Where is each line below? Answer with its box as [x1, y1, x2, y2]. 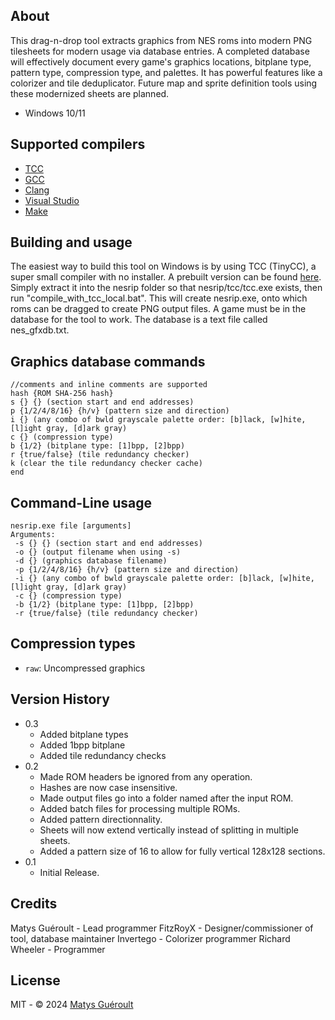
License [10, 972, 61, 989]
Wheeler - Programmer [10, 943, 106, 955]
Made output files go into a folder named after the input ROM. [39, 792, 294, 804]
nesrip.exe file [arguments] [10, 521, 132, 531]
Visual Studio [24, 194, 80, 206]
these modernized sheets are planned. [10, 87, 170, 99]
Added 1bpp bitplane [39, 739, 126, 751]
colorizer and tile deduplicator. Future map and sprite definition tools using [10, 77, 318, 89]
